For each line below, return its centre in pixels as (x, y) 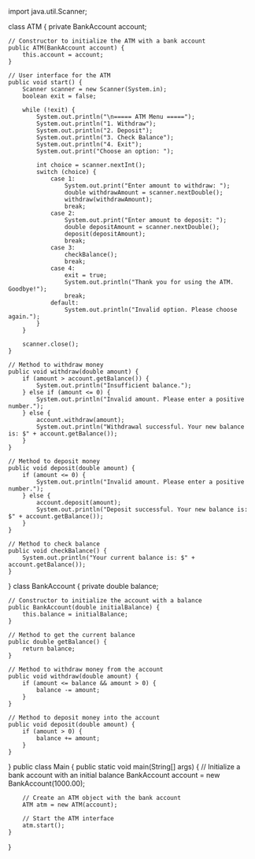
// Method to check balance (54, 544)
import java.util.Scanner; (48, 11)
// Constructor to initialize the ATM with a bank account (107, 41)
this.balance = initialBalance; (75, 614)
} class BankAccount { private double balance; (83, 586)
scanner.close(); (51, 344)
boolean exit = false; (59, 96)
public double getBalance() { (58, 642)
